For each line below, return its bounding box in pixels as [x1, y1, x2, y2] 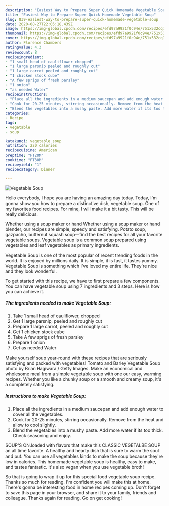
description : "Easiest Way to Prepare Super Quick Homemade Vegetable [5, 7, 156, 13]
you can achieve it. [5, 288, 44, 294]
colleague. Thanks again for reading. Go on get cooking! [5, 495, 122, 501]
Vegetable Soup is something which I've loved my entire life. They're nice [5, 263, 157, 269]
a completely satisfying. [5, 382, 55, 388]
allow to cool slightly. [12, 422, 56, 428]
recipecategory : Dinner [5, 167, 55, 172]
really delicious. [5, 211, 38, 217]
